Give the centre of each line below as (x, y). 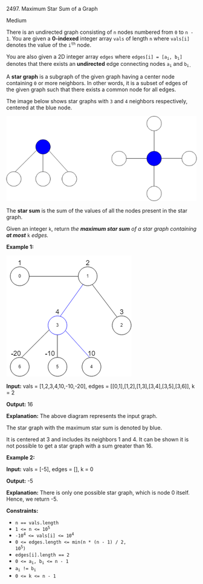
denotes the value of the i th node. (49, 45)
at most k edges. (27, 236)
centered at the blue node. (39, 107)
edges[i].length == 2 (42, 555)
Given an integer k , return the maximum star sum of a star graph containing (101, 229)
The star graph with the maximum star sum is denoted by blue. (84, 428)
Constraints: (22, 511)
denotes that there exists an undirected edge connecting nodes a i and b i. (99, 64)
